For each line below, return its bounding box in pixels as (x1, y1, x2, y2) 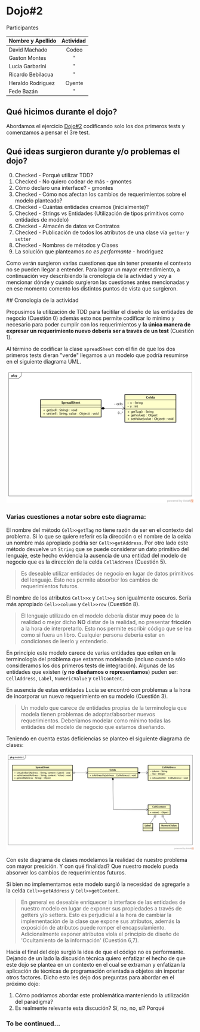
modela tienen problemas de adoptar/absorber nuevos (20, 710, 155, 718)
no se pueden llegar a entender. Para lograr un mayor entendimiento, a (6, 266, 180, 273)
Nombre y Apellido (8, 37, 57, 44)
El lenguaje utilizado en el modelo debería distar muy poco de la (20, 612, 179, 619)
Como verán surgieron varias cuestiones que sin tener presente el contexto (6, 259, 192, 267)
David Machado (8, 46, 48, 53)
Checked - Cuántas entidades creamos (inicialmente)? (14, 204, 149, 211)
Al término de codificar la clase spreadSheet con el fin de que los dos (6, 346, 176, 353)
